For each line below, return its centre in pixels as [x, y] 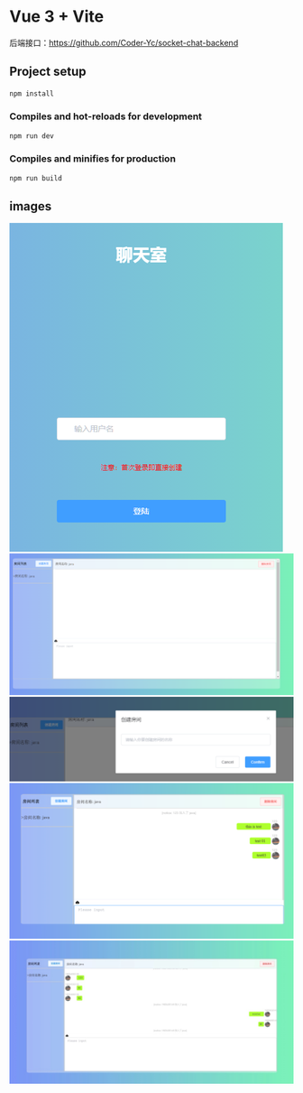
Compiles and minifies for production [92, 158]
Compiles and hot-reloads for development [106, 116]
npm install [32, 93]
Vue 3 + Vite [57, 17]
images [31, 206]
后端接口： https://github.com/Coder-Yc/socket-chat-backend [124, 42]
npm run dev [32, 136]
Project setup [48, 72]
